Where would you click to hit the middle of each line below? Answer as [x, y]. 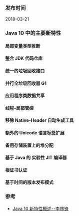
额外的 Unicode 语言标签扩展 [35, 133]
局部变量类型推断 [23, 46]
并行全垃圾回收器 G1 [26, 83]
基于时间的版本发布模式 [29, 182]
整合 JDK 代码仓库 [24, 58]
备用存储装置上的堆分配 [29, 145]
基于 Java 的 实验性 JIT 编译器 [36, 158]
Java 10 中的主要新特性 [33, 33]
